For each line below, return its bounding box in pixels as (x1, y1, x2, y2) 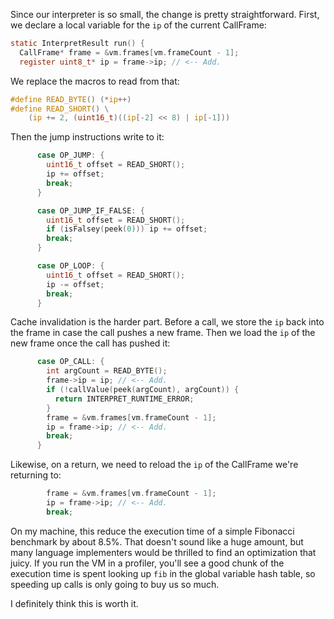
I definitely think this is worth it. (10, 597, 139, 609)
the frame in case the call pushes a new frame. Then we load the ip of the (10, 327, 316, 339)
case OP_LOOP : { (36, 261, 105, 271)
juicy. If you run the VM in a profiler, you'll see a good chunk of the (10, 557, 285, 569)
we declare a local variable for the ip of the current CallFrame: (10, 19, 267, 31)
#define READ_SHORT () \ (10, 104, 110, 114)
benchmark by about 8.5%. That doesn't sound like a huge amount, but (10, 535, 304, 548)
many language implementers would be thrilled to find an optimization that (10, 546, 317, 558)
